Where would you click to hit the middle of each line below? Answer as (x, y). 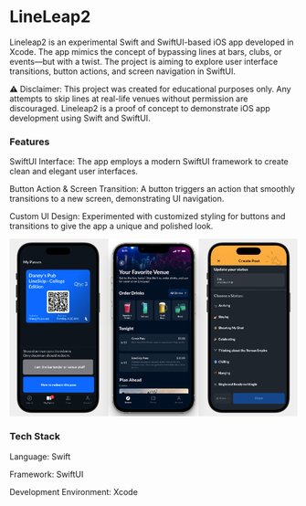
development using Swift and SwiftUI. (80, 118)
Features (30, 142)
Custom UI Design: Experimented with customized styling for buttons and (148, 216)
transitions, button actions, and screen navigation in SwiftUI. (122, 71)
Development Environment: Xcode (74, 491)
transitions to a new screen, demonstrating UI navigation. (117, 199)
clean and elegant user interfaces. (74, 172)
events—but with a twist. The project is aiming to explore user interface (144, 61)
